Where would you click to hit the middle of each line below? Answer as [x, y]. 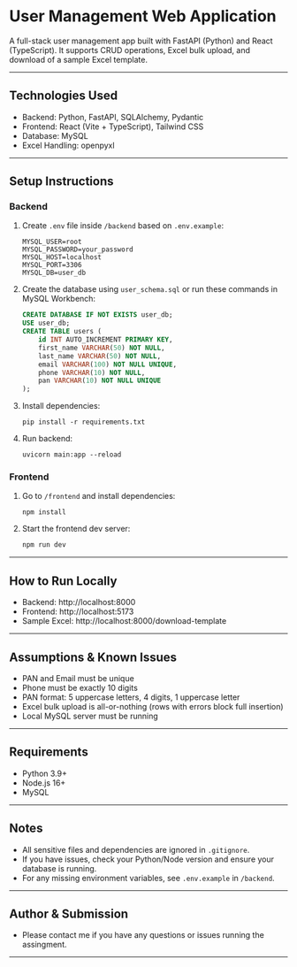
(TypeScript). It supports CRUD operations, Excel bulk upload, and [129, 50]
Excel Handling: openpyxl [68, 145]
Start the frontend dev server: [76, 529]
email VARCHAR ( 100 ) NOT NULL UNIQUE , [108, 365]
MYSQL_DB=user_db [54, 273]
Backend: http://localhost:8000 [79, 602]
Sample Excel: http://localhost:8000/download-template [124, 621]
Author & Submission [69, 914]
